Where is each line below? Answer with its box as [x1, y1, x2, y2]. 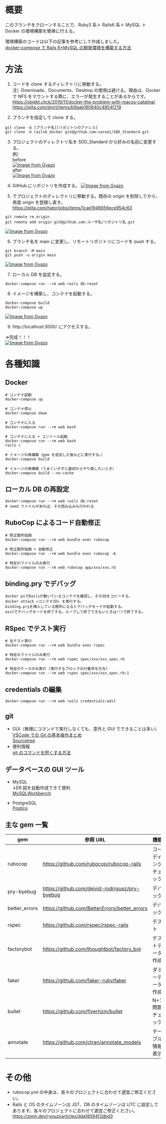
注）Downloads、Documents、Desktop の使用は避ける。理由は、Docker [12, 87, 161, 93]
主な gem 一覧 [5, 820, 48, 829]
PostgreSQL [12, 800, 37, 805]
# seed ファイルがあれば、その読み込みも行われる [5, 504, 94, 509]
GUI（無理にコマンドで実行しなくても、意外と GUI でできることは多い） [12, 725, 160, 731]
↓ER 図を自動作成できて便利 [12, 785, 71, 791]
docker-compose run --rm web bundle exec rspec [5, 643, 105, 648]
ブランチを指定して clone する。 [12, 114, 78, 120]
